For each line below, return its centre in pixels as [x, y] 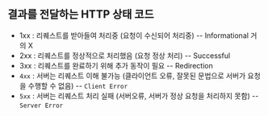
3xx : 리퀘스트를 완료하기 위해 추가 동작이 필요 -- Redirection [116, 65]
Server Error [41, 106]
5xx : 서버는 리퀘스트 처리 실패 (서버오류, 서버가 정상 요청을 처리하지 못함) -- [139, 96]
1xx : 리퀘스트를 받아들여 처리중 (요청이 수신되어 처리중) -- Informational [134, 35]
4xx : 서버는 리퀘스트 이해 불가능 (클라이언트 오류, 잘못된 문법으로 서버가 [132, 76]
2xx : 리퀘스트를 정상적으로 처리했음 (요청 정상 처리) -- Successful [125, 56]
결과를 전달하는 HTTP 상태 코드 [81, 14]
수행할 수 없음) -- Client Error [78, 85]
